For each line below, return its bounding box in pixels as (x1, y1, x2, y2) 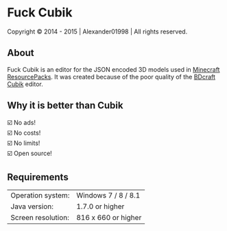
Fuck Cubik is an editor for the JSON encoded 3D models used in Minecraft (7, 65, 220, 73)
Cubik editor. (7, 80, 43, 88)
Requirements (7, 171, 69, 182)
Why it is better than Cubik (7, 100, 123, 111)
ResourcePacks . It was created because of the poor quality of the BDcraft (7, 72, 216, 81)
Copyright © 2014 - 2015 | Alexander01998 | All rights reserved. (7, 27, 188, 36)
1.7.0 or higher (76, 202, 125, 211)
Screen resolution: (10, 213, 70, 223)
